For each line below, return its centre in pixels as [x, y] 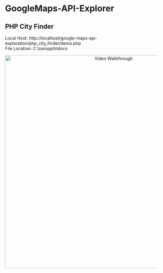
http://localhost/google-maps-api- [63, 38]
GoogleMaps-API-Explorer [60, 9]
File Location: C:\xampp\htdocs [36, 48]
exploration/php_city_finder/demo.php [43, 43]
